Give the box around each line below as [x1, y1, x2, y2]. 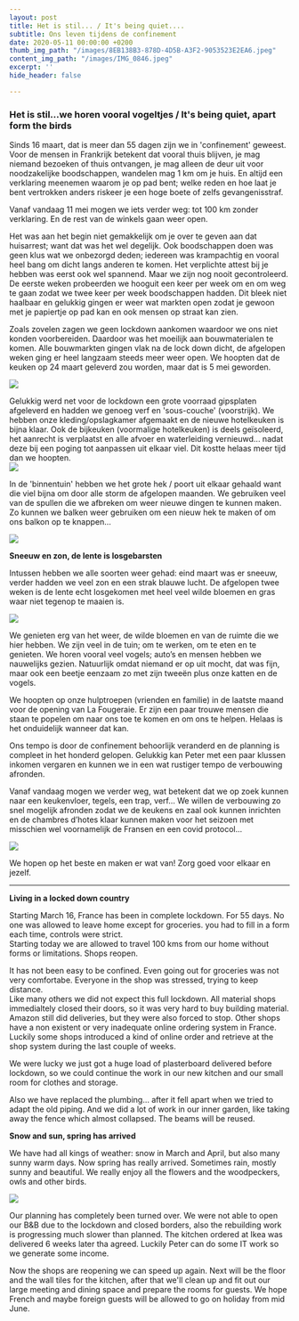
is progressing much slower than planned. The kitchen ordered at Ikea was [9, 1229, 283, 1240]
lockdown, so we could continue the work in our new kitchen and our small [9, 1068, 284, 1079]
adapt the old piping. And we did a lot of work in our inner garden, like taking [9, 1104, 290, 1114]
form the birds [9, 119, 73, 132]
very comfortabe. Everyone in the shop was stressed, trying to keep [9, 974, 259, 985]
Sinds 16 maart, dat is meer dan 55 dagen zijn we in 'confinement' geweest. [9, 140, 287, 151]
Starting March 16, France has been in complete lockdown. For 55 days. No [9, 910, 285, 921]
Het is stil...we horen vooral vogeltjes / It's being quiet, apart [9, 108, 277, 120]
